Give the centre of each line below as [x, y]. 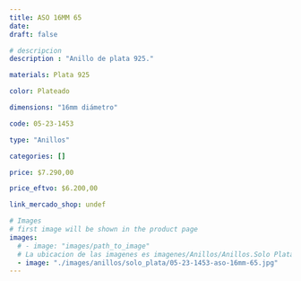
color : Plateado [39, 92]
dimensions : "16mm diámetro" [64, 108]
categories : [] [38, 156]
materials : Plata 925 [50, 75]
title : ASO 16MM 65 [46, 18]
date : [19, 26]
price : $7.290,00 [42, 172]
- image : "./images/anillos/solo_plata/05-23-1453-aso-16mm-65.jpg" [148, 263]
